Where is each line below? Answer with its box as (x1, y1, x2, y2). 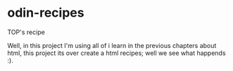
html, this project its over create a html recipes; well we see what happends (7, 49, 227, 57)
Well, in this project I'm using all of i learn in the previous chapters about (7, 41, 217, 49)
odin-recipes (7, 5, 84, 21)
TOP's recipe (7, 28, 46, 36)
